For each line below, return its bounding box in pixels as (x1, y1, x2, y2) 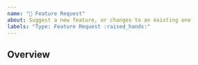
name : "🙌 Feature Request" (7, 10, 85, 17)
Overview (7, 48, 51, 60)
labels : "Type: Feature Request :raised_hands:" (7, 23, 151, 30)
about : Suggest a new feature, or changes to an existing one (7, 17, 191, 24)
